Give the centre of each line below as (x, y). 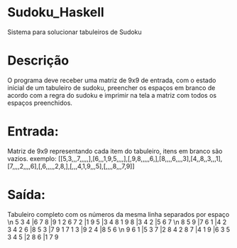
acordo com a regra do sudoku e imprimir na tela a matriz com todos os (112, 95)
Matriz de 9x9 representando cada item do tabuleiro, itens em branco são (115, 151)
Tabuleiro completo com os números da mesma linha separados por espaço (118, 214)
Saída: (27, 195)
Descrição (38, 61)
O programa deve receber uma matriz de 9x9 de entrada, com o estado (112, 80)
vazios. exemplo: (32, 158)
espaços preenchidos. (40, 103)
